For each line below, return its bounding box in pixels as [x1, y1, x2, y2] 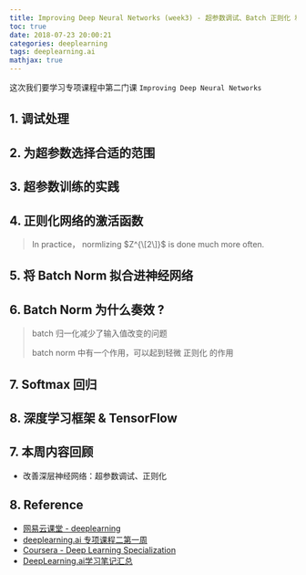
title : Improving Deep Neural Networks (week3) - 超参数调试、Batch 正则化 [9, 13, 291, 23]
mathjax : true [9, 56, 64, 65]
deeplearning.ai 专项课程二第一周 [22, 534, 148, 545]
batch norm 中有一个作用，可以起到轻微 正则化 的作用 [31, 348, 234, 359]
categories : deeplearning [9, 38, 107, 48]
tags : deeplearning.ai [9, 47, 96, 57]
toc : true [9, 22, 47, 31]
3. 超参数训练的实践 [9, 179, 120, 194]
